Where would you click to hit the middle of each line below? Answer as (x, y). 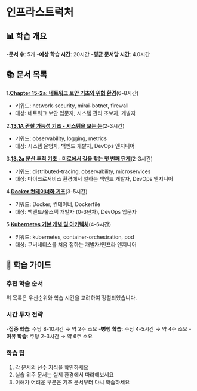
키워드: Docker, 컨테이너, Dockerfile (57, 204)
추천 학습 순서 (25, 284)
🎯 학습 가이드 (29, 265)
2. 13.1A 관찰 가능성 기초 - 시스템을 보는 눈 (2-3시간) (65, 125)
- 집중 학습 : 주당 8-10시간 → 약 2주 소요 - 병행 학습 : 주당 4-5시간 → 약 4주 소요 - (99, 328)
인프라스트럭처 (40, 12)
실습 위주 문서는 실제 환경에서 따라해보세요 (64, 375)
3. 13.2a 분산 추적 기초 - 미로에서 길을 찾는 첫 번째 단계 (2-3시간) (80, 158)
